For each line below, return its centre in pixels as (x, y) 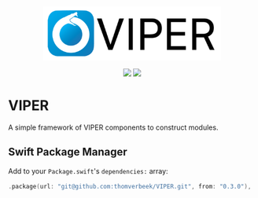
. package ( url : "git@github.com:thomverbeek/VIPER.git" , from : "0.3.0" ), (130, 186)
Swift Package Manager (68, 152)
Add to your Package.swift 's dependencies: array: (88, 170)
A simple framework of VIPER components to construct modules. (113, 127)
